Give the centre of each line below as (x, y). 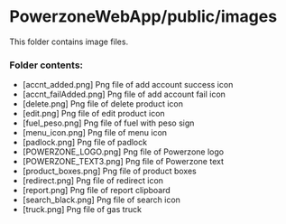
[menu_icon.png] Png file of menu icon (95, 133)
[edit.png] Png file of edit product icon (93, 114)
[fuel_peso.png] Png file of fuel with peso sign (108, 123)
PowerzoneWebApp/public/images (143, 17)
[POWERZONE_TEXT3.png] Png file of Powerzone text (123, 162)
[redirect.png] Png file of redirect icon (93, 181)
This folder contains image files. (69, 42)
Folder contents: (46, 65)
